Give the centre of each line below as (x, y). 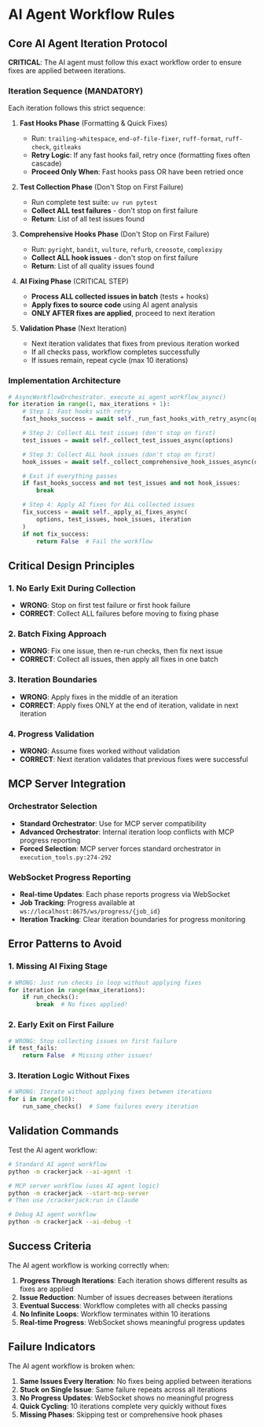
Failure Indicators (52, 1347)
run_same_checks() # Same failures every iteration (110, 1107)
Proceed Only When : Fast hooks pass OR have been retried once (137, 172)
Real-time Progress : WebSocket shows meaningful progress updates (132, 1322)
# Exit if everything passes (70, 476)
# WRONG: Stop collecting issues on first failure (93, 1041)
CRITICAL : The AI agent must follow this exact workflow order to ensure (125, 62)
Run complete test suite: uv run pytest (94, 203)
